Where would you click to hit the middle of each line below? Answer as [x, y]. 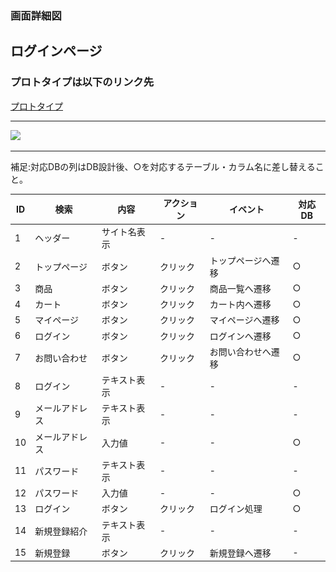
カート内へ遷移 [240, 304]
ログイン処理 [236, 509]
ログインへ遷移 [240, 336]
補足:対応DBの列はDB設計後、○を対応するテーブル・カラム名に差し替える [163, 166]
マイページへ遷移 [244, 320]
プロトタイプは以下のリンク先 [82, 82]
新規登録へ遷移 [240, 553]
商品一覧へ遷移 [240, 288]
